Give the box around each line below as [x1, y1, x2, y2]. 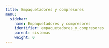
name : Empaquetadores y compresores [14, 21, 91, 26]
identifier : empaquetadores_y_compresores [14, 26, 104, 31]
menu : [5, 12, 17, 17]
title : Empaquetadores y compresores [5, 7, 84, 12]
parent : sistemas [14, 30, 51, 35]
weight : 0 [14, 35, 35, 40]
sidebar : [10, 16, 28, 21]
